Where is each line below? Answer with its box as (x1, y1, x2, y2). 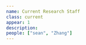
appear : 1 (6, 19, 31, 25)
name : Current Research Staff (6, 8, 81, 15)
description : (6, 25, 38, 31)
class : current (6, 14, 44, 20)
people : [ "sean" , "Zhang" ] (6, 30, 72, 36)
